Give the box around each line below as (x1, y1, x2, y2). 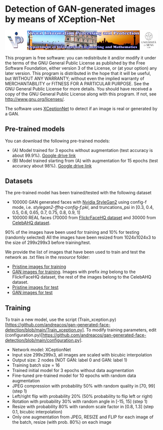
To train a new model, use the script (5, 317, 77, 322)
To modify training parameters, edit (86, 327, 157, 333)
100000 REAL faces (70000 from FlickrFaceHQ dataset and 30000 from (12, 215, 156, 221)
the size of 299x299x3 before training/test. (5, 240, 91, 245)
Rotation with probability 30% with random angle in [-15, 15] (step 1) (12, 398, 148, 405)
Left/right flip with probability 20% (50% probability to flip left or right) (12, 393, 153, 399)
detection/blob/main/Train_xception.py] (5, 327, 84, 333)
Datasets (5, 177, 33, 186)
